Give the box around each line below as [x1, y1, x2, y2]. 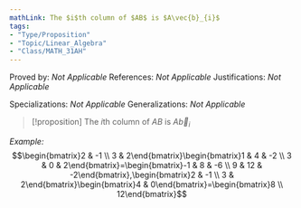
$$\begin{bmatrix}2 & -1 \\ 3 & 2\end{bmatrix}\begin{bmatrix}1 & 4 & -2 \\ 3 [12, 150, 292, 161]
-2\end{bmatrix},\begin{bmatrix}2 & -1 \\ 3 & [69, 169, 235, 180]
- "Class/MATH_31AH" [9, 47, 88, 56]
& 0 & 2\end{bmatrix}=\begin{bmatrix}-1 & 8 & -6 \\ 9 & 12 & [41, 159, 263, 170]
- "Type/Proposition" [9, 30, 91, 39]
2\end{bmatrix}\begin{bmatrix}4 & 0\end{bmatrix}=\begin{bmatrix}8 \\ [20, 178, 284, 190]
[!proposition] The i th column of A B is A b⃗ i [31, 117, 191, 129]
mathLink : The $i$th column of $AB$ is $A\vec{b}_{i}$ [9, 13, 221, 23]
